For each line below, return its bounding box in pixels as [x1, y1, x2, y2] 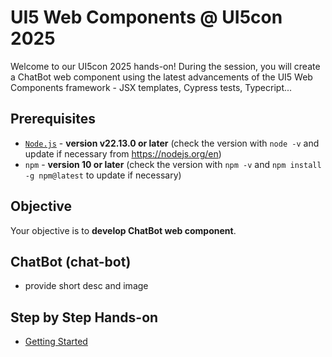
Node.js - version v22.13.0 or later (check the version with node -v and [24, 137, 320, 149]
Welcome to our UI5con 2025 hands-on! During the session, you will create [10, 60, 321, 72]
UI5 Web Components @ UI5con [10, 6, 283, 29]
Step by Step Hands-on [10, 309, 159, 326]
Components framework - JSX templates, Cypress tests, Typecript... [10, 81, 293, 93]
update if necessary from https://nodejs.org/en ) [24, 147, 222, 160]
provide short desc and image [24, 280, 149, 292]
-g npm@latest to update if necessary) [24, 169, 182, 181]
